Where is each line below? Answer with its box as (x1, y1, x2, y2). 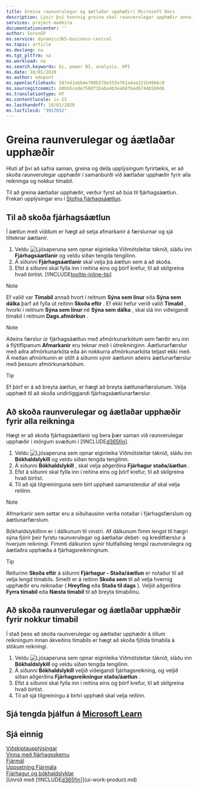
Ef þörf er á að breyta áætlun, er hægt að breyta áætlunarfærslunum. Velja (6, 383, 187, 390)
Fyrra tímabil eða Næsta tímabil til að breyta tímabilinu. (6, 588, 141, 595)
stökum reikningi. (6, 643, 48, 650)
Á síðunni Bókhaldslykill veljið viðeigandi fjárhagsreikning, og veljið (14, 667, 179, 674)
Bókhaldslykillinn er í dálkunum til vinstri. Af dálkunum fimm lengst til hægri (6, 527, 189, 534)
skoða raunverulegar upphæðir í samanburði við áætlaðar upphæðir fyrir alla (6, 171, 191, 178)
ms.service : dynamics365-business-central (6, 36, 112, 42)
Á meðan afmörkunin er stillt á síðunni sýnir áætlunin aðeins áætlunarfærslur (6, 354, 192, 361)
